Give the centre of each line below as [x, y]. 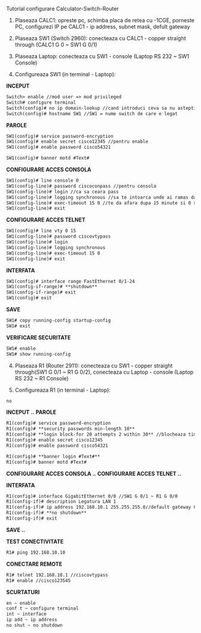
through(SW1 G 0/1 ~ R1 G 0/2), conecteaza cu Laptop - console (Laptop [104, 372]
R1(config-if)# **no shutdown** [46, 513]
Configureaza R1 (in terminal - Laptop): [63, 390]
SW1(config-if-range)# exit [41, 292]
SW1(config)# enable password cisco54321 [59, 147]
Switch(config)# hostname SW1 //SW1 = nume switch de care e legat [92, 113]
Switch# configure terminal [41, 102]
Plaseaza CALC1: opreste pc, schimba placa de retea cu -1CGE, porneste [105, 20]
